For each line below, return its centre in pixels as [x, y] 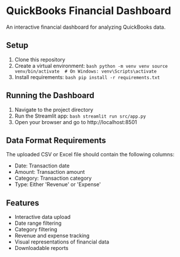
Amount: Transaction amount [50, 172]
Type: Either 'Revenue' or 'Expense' [58, 184]
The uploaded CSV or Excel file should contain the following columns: [90, 155]
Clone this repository [40, 59]
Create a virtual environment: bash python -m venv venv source [91, 66]
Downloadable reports [41, 248]
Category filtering [36, 229]
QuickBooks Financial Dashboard [89, 11]
